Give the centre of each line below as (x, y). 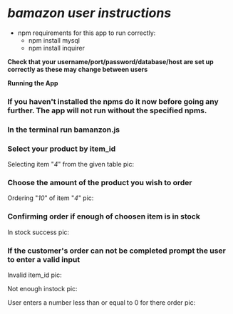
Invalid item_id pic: (35, 275)
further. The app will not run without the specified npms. (107, 110)
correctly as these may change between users (78, 69)
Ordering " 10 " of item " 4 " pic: (51, 198)
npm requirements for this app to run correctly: (87, 33)
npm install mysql (54, 40)
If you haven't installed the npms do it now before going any (113, 101)
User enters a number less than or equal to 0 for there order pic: (102, 302)
